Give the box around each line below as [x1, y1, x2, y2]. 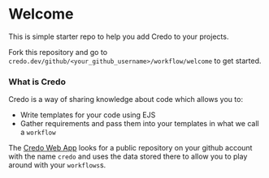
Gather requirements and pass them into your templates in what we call [20, 119, 259, 129]
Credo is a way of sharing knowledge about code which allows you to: [8, 95, 244, 104]
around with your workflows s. [8, 160, 106, 170]
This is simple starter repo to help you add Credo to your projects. [8, 32, 229, 41]
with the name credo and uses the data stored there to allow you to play [8, 151, 248, 162]
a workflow [20, 127, 56, 138]
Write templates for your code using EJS [20, 110, 156, 120]
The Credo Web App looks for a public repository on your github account [8, 143, 253, 153]
